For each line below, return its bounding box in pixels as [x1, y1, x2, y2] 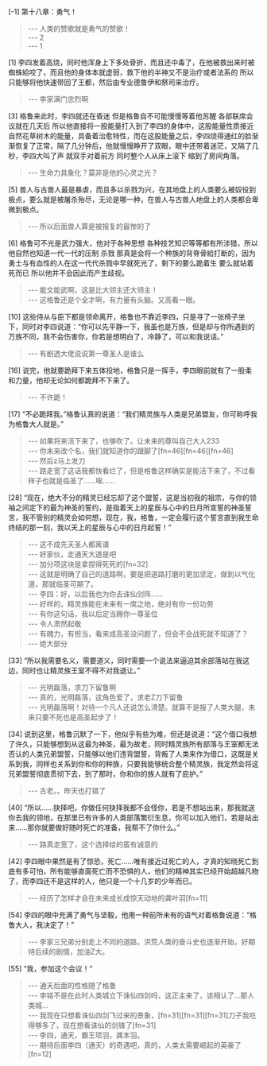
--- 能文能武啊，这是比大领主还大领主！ [27, 285, 159, 294]
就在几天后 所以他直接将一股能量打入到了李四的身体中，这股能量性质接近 [14, 122, 254, 130]
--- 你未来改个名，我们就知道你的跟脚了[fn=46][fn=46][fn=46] [27, 446, 234, 455]
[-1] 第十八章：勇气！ [8, 7, 78, 16]
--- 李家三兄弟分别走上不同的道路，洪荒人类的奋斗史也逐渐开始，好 [27, 937, 249, 946]
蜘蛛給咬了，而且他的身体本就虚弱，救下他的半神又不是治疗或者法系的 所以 [8, 68, 254, 77]
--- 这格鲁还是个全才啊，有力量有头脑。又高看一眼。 [27, 295, 200, 304]
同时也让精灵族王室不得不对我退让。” [21, 666, 141, 675]
